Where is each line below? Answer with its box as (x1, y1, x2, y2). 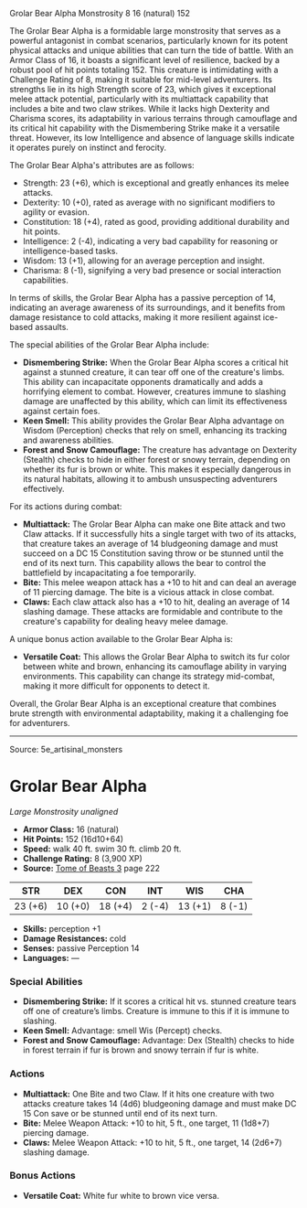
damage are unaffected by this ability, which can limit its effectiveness (22, 396, 288, 406)
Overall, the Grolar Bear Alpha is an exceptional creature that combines (9, 699, 277, 709)
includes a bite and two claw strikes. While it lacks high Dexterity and (9, 103, 270, 113)
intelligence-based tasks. (22, 246, 119, 256)
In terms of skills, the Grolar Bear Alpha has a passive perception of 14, (9, 293, 276, 303)
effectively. (22, 484, 65, 494)
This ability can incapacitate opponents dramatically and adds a (22, 377, 263, 387)
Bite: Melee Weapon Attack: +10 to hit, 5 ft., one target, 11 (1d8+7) (22, 1117, 270, 1128)
